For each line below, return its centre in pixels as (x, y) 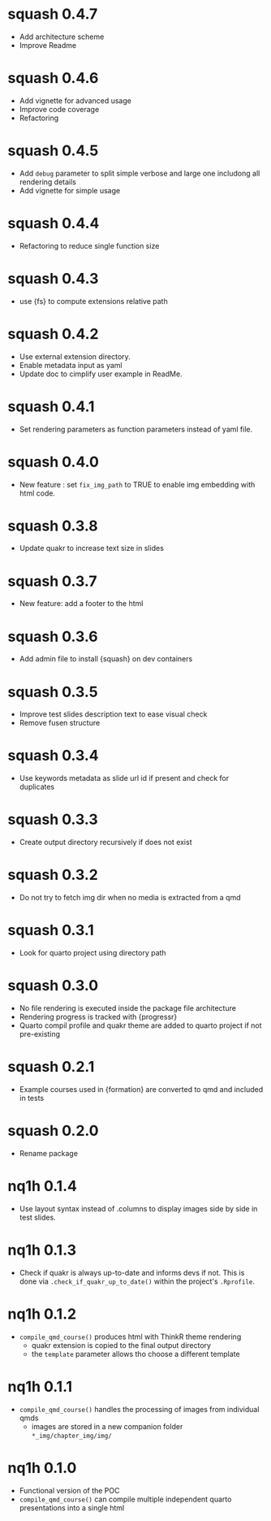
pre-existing (40, 1033)
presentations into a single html (72, 1507)
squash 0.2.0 (53, 1131)
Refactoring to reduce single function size (89, 245)
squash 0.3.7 (52, 581)
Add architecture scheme (62, 37)
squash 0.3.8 (53, 526)
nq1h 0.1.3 (42, 1250)
